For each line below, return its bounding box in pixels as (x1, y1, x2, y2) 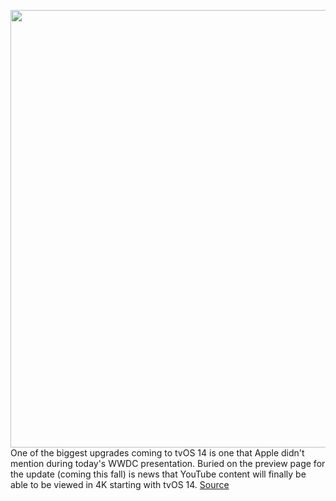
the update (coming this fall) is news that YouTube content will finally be (10, 468, 307, 480)
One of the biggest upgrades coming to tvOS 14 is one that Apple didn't (10, 447, 305, 459)
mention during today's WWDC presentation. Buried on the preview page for (10, 458, 326, 469)
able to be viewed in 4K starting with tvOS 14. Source (10, 479, 230, 490)
